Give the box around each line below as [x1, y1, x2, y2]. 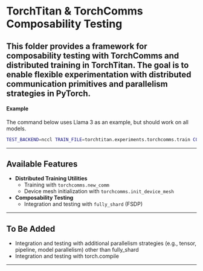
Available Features [6, 159, 78, 170]
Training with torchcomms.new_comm [24, 181, 110, 188]
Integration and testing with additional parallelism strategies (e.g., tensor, [14, 240, 197, 247]
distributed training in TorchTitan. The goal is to [6, 60, 189, 70]
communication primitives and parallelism [6, 78, 168, 89]
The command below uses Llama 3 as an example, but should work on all [6, 118, 189, 126]
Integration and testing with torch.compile [14, 252, 120, 260]
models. [6, 125, 27, 132]
